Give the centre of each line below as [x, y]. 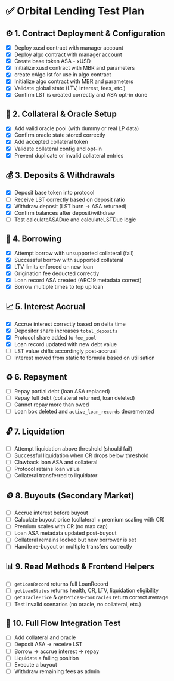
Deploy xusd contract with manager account [69, 48]
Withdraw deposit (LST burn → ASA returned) [70, 206]
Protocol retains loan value [47, 469]
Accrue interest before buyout [51, 513]
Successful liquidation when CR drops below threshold [81, 455]
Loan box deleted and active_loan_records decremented [84, 412]
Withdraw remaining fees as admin [57, 671]
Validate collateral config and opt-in [58, 149]
